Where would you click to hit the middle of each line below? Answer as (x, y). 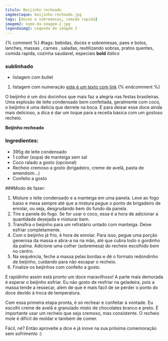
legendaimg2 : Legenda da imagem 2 (41, 29)
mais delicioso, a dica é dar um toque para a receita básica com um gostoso (84, 113)
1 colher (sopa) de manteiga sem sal (50, 157)
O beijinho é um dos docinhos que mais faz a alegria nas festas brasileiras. (82, 97)
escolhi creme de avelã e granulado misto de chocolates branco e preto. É (82, 308)
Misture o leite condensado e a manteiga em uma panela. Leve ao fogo (86, 198)
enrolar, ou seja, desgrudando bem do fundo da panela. (70, 208)
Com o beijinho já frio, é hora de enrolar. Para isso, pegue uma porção (85, 235)
